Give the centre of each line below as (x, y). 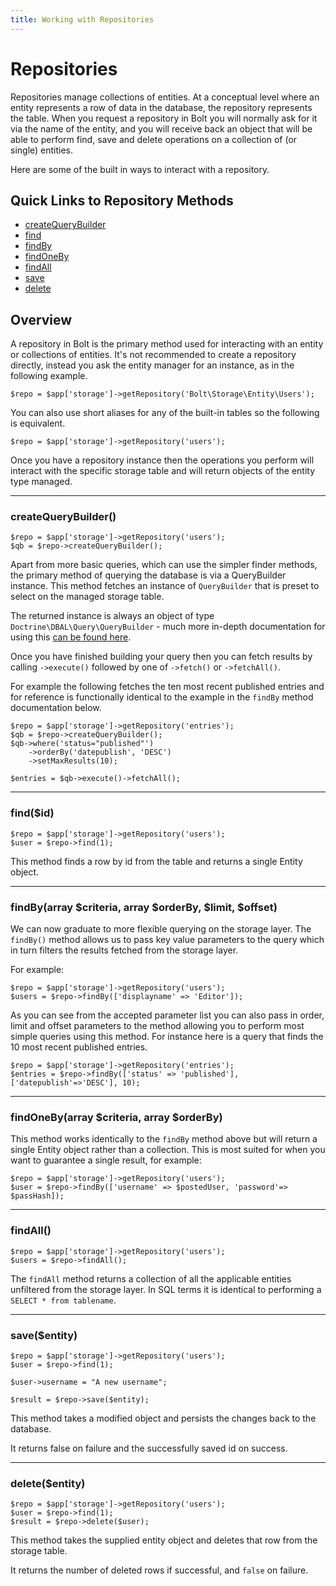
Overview (41, 319)
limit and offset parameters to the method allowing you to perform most (157, 1026)
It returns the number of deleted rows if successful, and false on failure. (159, 1570)
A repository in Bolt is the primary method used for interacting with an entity (167, 344)
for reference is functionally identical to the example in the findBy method (162, 697)
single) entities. (42, 150)
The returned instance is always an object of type (112, 616)
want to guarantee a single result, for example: (106, 1160)
